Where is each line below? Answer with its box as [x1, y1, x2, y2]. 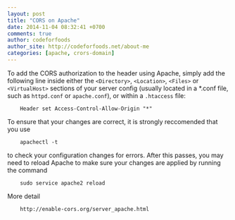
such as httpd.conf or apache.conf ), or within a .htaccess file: [7, 91, 186, 99]
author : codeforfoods [7, 37, 71, 44]
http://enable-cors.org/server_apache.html [20, 205, 150, 212]
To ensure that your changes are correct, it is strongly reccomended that [7, 117, 218, 126]
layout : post [7, 10, 46, 18]
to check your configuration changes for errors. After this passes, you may [7, 151, 224, 159]
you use [7, 125, 31, 133]
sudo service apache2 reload [20, 179, 106, 187]
